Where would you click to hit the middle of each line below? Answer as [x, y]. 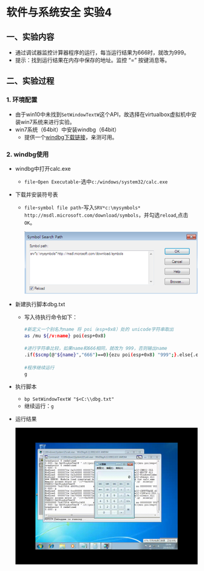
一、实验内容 [30, 37]
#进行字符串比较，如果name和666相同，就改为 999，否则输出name [96, 349]
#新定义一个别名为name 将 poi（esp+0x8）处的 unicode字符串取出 [99, 329]
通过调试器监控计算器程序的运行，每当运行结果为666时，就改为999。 [102, 53]
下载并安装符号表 [36, 194]
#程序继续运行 [39, 368]
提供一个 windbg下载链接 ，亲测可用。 [71, 137]
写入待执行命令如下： [51, 317]
